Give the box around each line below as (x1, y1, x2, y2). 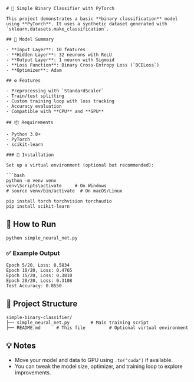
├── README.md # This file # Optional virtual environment (6, 324, 189, 331)
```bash (6, 172, 25, 178)
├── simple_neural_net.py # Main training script (6, 320, 149, 325)
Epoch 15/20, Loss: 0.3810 (6, 273, 73, 278)
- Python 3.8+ (6, 131, 41, 137)
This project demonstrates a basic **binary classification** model (6, 16, 178, 22)
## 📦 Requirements (6, 119, 54, 125)
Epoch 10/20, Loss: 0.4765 (6, 267, 73, 273)
